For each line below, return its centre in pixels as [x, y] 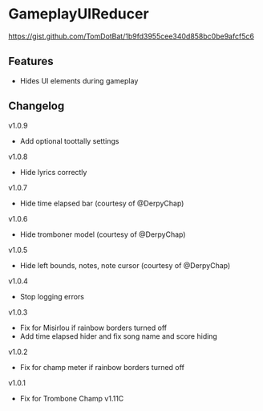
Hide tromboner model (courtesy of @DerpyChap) [103, 234]
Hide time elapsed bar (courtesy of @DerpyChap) [102, 203]
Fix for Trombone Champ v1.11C [72, 398]
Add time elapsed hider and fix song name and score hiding [119, 336]
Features [31, 61]
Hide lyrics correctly [53, 172]
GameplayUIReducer [79, 14]
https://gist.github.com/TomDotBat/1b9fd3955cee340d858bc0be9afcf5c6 [131, 36]
